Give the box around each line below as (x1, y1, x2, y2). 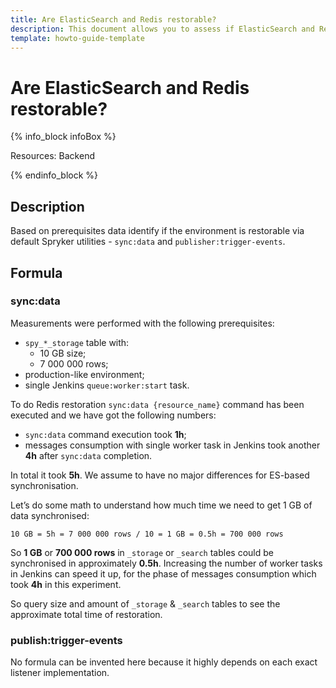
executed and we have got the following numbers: (10, 409, 217, 421)
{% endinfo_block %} (10, 169, 99, 181)
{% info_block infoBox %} (10, 131, 117, 143)
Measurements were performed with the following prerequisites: (10, 317, 275, 329)
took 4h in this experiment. (10, 578, 122, 590)
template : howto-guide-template (10, 33, 145, 43)
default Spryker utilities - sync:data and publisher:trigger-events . (10, 236, 286, 248)
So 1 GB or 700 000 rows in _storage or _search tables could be (10, 546, 274, 558)
